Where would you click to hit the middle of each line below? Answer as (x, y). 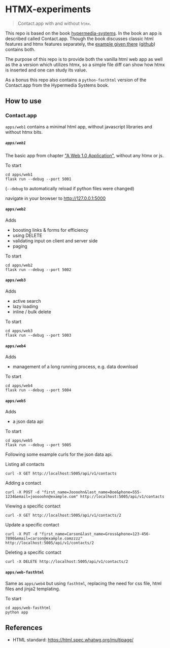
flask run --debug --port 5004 (38, 390)
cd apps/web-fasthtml (28, 608)
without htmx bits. (24, 132)
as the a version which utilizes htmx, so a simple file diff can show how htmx (85, 64)
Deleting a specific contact (33, 552)
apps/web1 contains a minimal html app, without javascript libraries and (79, 127)
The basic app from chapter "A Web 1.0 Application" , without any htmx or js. (84, 155)
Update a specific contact (32, 525)
